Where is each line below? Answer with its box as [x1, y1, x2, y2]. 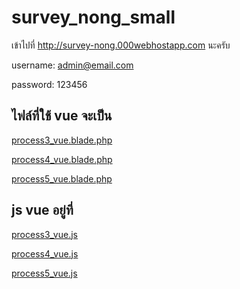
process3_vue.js [11, 228, 78, 240]
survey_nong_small [11, 6, 176, 29]
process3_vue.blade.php [11, 134, 113, 146]
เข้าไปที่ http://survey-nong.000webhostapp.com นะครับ [11, 39, 231, 51]
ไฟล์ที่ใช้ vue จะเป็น [11, 107, 113, 125]
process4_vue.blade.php [11, 153, 113, 165]
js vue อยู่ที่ [11, 202, 74, 219]
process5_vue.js [11, 267, 78, 279]
